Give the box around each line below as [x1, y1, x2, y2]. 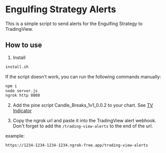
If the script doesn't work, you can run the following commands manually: [5, 73, 161, 80]
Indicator [12, 107, 32, 114]
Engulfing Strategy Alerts [5, 4, 117, 15]
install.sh [5, 64, 29, 70]
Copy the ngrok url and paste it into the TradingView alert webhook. [12, 118, 157, 124]
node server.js [5, 88, 38, 93]
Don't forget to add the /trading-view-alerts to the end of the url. [12, 123, 153, 129]
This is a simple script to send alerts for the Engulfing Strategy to [5, 20, 143, 27]
